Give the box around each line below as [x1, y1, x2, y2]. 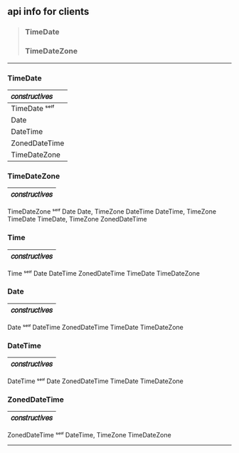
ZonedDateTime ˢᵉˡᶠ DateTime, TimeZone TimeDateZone [7, 431, 172, 439]
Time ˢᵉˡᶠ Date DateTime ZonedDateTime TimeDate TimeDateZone [7, 269, 201, 277]
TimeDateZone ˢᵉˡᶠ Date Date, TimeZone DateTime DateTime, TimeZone [7, 207, 217, 216]
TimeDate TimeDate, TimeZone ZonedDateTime [7, 215, 147, 224]
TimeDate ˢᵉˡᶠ [11, 103, 55, 113]
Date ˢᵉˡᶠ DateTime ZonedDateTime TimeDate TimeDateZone [7, 323, 184, 331]
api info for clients [7, 6, 90, 18]
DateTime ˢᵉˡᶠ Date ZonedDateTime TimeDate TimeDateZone [7, 377, 184, 385]
